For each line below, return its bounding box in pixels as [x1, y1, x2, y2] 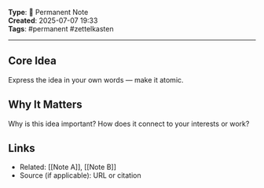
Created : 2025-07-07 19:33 [8, 16, 98, 25]
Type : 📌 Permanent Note [8, 8, 89, 17]
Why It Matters [8, 98, 82, 112]
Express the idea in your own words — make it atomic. [8, 75, 184, 84]
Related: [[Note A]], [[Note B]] [19, 162, 116, 172]
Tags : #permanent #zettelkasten [8, 24, 114, 33]
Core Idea [8, 54, 57, 68]
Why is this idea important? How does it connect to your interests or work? [8, 119, 250, 128]
